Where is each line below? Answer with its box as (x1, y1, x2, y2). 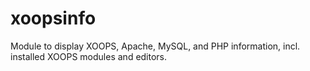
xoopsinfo (10, 7, 97, 30)
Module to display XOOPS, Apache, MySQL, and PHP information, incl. (10, 40, 301, 52)
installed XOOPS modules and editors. (10, 50, 168, 62)
